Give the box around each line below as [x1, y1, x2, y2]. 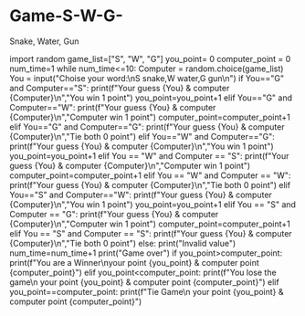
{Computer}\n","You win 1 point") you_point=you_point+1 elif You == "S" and [9, 198, 297, 210]
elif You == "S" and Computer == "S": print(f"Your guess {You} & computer [9, 227, 292, 238]
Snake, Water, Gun [9, 36, 79, 47]
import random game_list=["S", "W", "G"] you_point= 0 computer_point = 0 [9, 53, 291, 64]
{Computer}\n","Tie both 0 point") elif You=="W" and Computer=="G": [9, 131, 276, 142]
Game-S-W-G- [9, 5, 123, 26]
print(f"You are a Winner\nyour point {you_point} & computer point [9, 257, 259, 268]
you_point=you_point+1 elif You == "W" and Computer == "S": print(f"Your [9, 150, 289, 161]
